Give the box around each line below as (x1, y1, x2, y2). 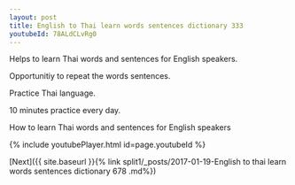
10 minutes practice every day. (9, 105, 121, 116)
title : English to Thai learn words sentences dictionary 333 (9, 21, 244, 30)
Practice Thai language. (9, 88, 96, 98)
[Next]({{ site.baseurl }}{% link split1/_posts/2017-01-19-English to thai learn (9, 157, 287, 167)
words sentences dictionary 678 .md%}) (9, 166, 157, 177)
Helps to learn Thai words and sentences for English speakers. (9, 54, 238, 65)
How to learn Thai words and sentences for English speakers (9, 122, 232, 133)
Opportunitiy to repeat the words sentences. (9, 71, 171, 81)
